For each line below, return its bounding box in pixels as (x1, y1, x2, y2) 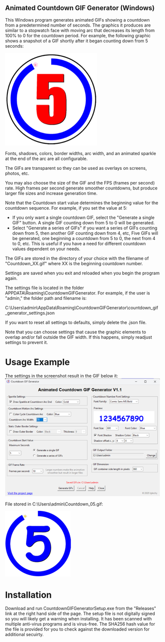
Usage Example (5, 357, 70, 368)
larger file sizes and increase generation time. (5, 190, 98, 196)
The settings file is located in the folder (5, 285, 84, 291)
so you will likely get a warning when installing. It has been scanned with (5, 616, 152, 622)
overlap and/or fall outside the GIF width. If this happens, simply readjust (5, 334, 152, 340)
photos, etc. (5, 170, 29, 176)
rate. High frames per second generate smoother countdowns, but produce (5, 185, 158, 191)
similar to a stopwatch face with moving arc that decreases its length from (5, 27, 155, 33)
